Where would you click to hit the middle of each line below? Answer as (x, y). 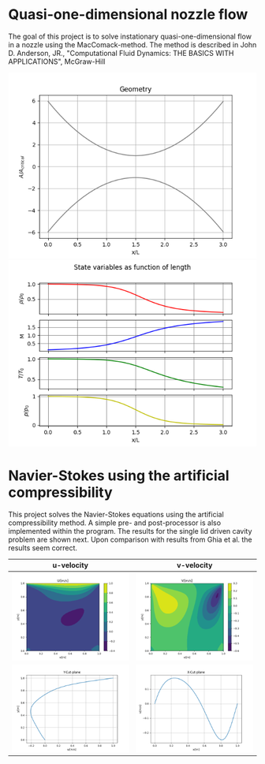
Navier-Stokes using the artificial (119, 476)
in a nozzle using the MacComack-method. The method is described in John (132, 44)
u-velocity (71, 565)
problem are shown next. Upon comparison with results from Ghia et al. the (130, 539)
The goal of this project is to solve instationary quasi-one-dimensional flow (130, 36)
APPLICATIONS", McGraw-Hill (57, 61)
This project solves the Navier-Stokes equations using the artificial (116, 514)
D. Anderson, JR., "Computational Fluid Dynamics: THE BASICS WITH (121, 53)
